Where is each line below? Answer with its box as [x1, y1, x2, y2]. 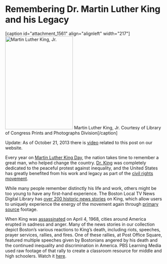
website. [5, 145, 23, 151]
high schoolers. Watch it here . [5, 253, 67, 259]
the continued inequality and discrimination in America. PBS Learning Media [5, 242, 162, 248]
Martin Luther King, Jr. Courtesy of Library [74, 124, 161, 130]
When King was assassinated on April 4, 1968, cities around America [5, 216, 146, 222]
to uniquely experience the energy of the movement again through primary [5, 201, 159, 207]
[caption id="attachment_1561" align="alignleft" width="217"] [5, 30, 131, 36]
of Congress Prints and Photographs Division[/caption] [5, 130, 118, 136]
